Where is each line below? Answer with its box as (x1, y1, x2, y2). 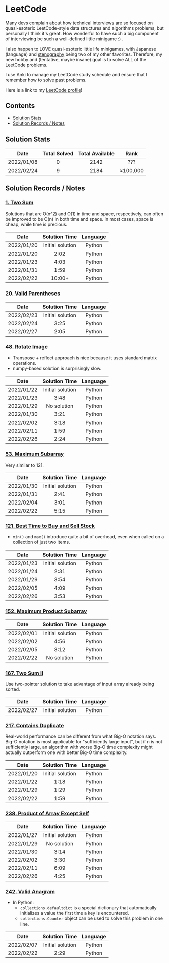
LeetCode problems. (5, 62, 48, 68)
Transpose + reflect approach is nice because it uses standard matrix (12, 355, 157, 361)
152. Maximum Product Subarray (5, 608, 87, 615)
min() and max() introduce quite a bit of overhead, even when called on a (12, 534, 164, 540)
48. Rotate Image (5, 343, 48, 350)
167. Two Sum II (5, 669, 44, 676)
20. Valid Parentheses (5, 290, 61, 297)
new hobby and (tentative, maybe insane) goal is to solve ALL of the (5, 56, 147, 62)
